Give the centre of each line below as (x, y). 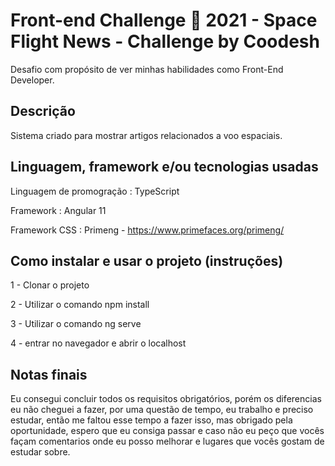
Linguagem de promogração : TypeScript (95, 191)
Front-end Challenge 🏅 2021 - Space (164, 20)
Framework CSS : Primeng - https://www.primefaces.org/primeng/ (147, 230)
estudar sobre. (40, 452)
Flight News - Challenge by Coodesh (165, 41)
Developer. (32, 80)
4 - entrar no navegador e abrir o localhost (98, 343)
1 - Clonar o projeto (50, 285)
